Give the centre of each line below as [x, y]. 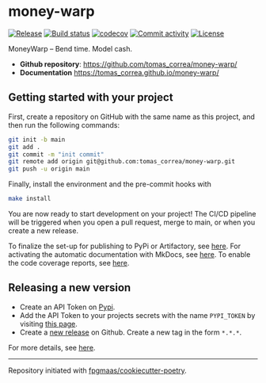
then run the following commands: [64, 124]
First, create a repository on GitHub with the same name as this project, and [131, 117]
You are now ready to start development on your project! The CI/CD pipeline [132, 214]
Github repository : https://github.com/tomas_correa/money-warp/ [128, 64]
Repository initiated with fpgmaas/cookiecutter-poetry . [98, 370]
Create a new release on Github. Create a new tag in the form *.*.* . [131, 332]
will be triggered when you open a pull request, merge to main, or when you [132, 222]
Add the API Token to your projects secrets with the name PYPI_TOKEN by [137, 315]
